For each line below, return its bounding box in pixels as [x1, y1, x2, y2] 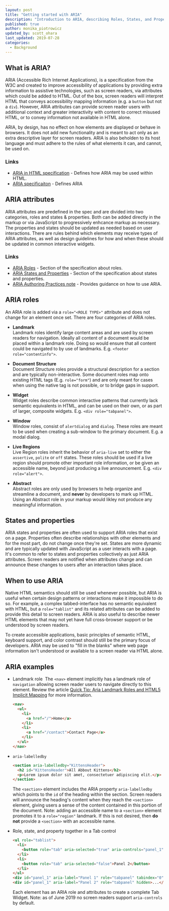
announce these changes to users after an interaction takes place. [5, 562, 142, 568]
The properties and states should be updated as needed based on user [5, 225, 153, 231]
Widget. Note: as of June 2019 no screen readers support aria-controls [12, 894, 162, 901]
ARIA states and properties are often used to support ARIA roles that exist [5, 529, 157, 535]
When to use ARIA [5, 576, 64, 585]
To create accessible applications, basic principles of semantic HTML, [5, 632, 151, 638]
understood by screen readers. [5, 622, 69, 628]
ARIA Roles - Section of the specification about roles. [12, 264, 123, 271]
